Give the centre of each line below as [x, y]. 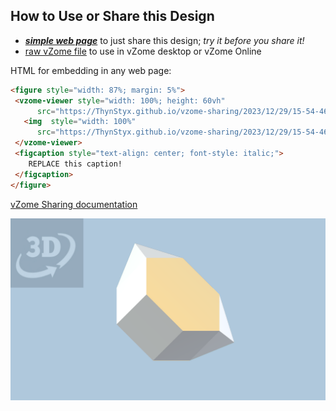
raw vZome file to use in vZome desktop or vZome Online [143, 51]
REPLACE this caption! [75, 164]
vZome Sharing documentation [74, 204]
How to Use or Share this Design [112, 16]
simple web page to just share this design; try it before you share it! [164, 40]
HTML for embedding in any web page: [91, 70]
